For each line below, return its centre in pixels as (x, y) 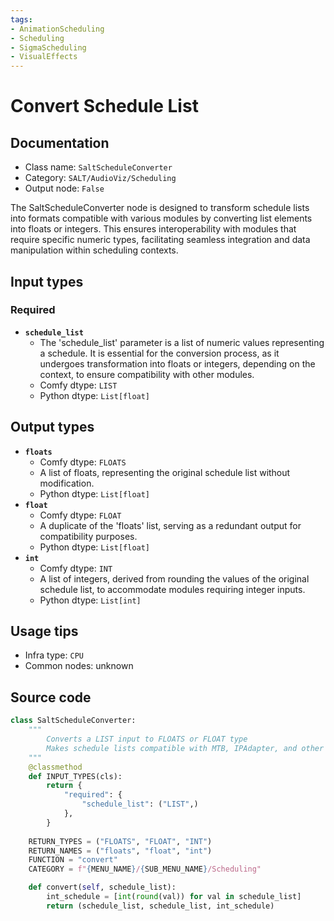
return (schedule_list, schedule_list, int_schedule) (160, 906)
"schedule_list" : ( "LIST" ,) (140, 804)
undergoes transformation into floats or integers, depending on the (177, 363)
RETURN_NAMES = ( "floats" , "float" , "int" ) (120, 851)
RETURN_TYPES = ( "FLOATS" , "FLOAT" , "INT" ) (120, 841)
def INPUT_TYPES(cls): (75, 776)
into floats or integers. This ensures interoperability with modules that (153, 229)
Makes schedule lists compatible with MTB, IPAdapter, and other (185, 748)
